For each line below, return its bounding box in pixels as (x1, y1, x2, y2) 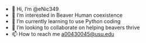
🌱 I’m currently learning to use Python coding (11, 18, 121, 24)
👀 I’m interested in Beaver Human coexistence (11, 12, 123, 19)
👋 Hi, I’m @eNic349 (11, 6, 59, 12)
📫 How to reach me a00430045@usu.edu (11, 31, 115, 37)
